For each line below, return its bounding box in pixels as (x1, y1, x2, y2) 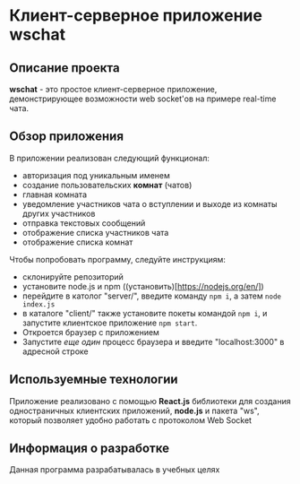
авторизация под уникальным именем (21, 169, 170, 180)
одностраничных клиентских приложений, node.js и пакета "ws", (9, 405, 260, 416)
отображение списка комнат (21, 237, 133, 247)
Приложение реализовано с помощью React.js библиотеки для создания (9, 395, 291, 406)
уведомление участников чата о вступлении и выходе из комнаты (21, 198, 278, 209)
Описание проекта (9, 60, 120, 75)
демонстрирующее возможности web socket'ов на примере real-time (9, 93, 277, 104)
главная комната (21, 189, 88, 200)
